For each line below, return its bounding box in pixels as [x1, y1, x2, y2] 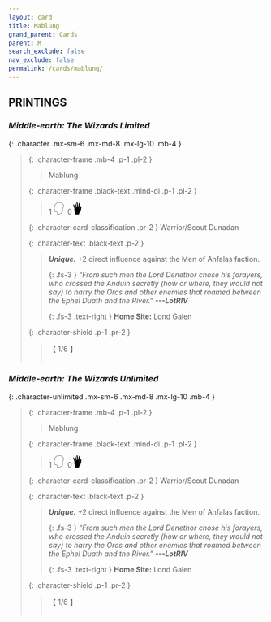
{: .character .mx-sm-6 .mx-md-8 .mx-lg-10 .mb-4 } [8, 138, 182, 148]
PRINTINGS [8, 96, 67, 110]
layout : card [8, 13, 53, 21]
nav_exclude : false [8, 56, 75, 64]
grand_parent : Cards [8, 30, 79, 38]
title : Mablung [8, 21, 60, 30]
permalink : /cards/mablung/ [8, 65, 104, 73]
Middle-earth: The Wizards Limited [8, 120, 150, 132]
